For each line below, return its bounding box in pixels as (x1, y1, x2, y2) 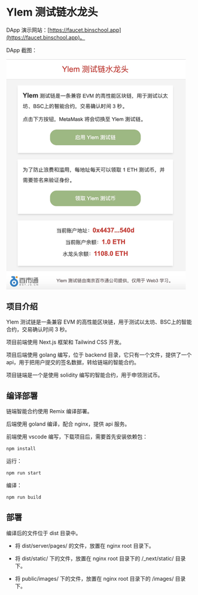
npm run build (6, 495, 42, 501)
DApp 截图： (6, 46, 38, 54)
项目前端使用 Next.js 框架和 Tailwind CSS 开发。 (6, 338, 124, 346)
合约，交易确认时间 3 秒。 (6, 326, 71, 333)
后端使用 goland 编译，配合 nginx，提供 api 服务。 (6, 420, 130, 428)
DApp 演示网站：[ (6, 26, 50, 33)
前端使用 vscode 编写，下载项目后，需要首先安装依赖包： (6, 433, 148, 440)
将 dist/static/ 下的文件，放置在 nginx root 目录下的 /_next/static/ (14, 554, 174, 562)
